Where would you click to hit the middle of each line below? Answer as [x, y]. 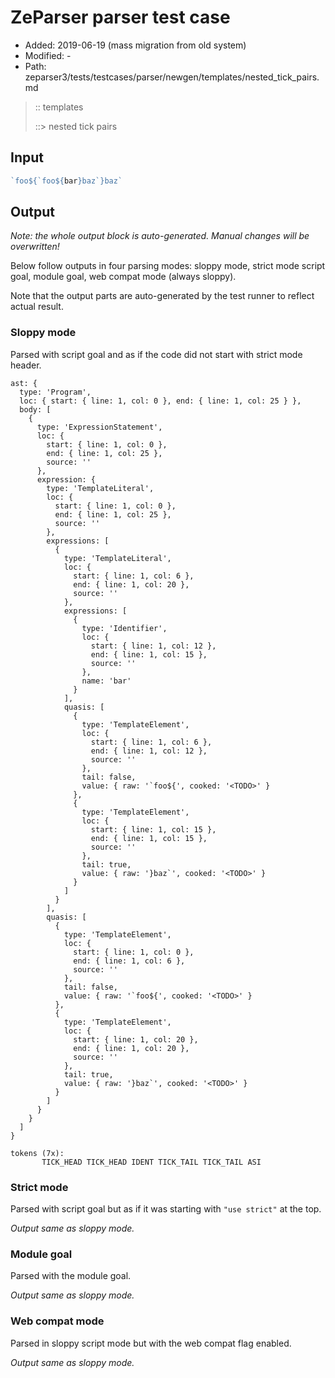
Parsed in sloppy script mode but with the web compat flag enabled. [151, 1343]
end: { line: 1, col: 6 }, [129, 961]
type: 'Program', [55, 392]
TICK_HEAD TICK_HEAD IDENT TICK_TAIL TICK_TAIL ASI [151, 1162]
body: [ [35, 409]
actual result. [37, 307]
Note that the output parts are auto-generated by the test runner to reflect [162, 296]
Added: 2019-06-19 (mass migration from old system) [135, 45]
